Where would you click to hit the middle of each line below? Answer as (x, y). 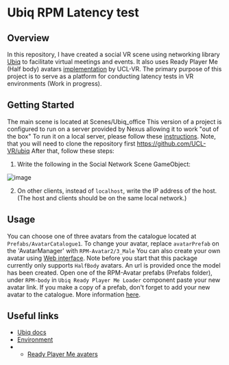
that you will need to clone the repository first (71, 143)
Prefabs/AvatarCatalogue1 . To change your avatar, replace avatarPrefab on (113, 243)
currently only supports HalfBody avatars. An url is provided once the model (114, 265)
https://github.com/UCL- (171, 143)
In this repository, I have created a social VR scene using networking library (114, 54)
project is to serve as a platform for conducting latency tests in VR (100, 76)
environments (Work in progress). (55, 83)
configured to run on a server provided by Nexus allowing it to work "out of (113, 129)
